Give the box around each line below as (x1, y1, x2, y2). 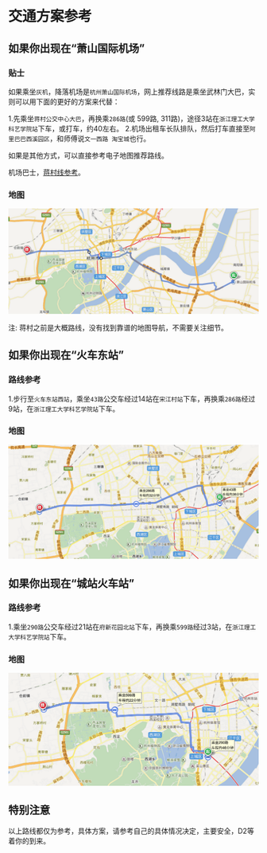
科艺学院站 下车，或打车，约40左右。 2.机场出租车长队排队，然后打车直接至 (8, 123, 250, 133)
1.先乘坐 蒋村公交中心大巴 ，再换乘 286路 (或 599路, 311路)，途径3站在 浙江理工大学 (8, 113, 256, 123)
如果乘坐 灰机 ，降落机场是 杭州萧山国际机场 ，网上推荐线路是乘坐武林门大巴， (8, 87, 249, 96)
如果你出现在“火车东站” (8, 348, 125, 362)
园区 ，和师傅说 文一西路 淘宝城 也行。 (37, 133, 151, 143)
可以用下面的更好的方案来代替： (14, 96, 120, 106)
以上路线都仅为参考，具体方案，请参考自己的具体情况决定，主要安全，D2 (8, 826, 248, 835)
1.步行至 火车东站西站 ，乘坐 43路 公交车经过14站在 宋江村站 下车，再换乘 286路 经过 (8, 393, 256, 403)
